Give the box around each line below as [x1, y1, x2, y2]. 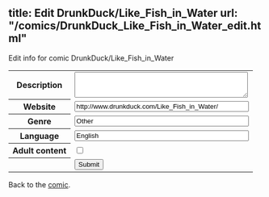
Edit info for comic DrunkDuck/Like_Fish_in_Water [8, 52, 174, 63]
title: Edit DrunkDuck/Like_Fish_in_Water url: [8, 6, 238, 20]
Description [16, 80, 63, 91]
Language [19, 131, 59, 142]
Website [23, 101, 57, 112]
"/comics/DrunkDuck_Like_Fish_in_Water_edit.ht [8, 19, 262, 33]
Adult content [12, 145, 67, 157]
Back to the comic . [8, 179, 71, 189]
